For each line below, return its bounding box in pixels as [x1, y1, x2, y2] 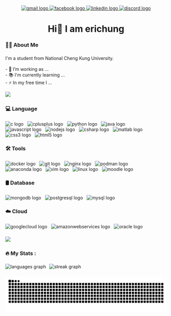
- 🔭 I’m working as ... [5, 66, 49, 72]
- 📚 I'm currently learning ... [5, 72, 65, 78]
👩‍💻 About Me [5, 42, 38, 49]
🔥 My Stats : [5, 250, 36, 257]
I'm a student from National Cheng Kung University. [5, 55, 114, 61]
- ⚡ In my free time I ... [5, 80, 52, 86]
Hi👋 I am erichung [48, 23, 124, 35]
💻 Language [5, 105, 37, 112]
